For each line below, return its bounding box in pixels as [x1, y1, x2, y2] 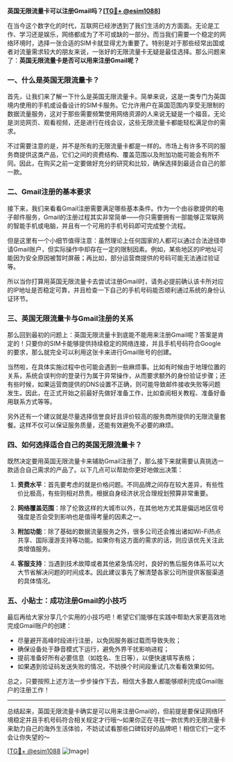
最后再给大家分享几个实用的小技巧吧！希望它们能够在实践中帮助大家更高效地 [7, 613, 226, 621]
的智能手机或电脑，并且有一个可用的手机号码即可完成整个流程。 [7, 222, 189, 230]
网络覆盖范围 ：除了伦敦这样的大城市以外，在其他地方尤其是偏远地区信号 [17, 504, 224, 513]
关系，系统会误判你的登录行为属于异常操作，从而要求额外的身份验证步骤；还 [7, 371, 226, 379]
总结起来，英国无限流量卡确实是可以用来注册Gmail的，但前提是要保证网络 [7, 707, 218, 715]
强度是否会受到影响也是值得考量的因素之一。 [17, 513, 146, 521]
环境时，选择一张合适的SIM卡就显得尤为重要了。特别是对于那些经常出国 [12, 39, 219, 47]
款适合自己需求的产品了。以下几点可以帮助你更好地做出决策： [7, 465, 184, 474]
